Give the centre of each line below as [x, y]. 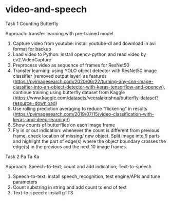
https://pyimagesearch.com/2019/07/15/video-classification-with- [84, 114]
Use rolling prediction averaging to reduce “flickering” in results [80, 108]
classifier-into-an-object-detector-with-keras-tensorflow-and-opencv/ [88, 87]
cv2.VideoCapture [32, 59]
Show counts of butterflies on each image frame [64, 125]
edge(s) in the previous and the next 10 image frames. [70, 146]
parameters [25, 182]
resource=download [34, 103]
